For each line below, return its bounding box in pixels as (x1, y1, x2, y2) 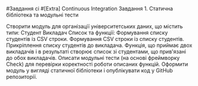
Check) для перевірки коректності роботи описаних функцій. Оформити (6, 60, 188, 68)
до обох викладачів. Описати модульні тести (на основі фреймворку (6, 55, 180, 61)
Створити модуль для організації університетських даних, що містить (6, 23, 183, 30)
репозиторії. (6, 74, 37, 80)
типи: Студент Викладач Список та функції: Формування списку (6, 29, 168, 36)
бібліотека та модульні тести (6, 11, 79, 18)
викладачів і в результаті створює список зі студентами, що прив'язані (6, 48, 186, 55)
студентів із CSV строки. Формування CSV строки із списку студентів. (6, 36, 184, 42)
